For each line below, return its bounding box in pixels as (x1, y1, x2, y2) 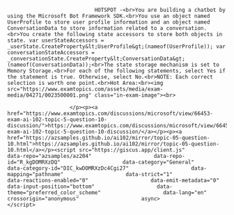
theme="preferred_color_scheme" (7, 189, 101, 196)
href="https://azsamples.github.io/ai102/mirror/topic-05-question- (7, 134, 210, 141)
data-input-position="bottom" (7, 183, 95, 190)
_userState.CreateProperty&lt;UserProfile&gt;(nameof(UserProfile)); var (7, 43, 226, 50)
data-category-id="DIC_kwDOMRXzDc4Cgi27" (7, 165, 130, 172)
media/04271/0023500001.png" (7, 92, 92, 99)
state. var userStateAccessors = (7, 37, 104, 44)
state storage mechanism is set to (116, 61, 219, 68)
